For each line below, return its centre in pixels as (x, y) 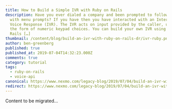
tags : (11, 67)
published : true (23, 48)
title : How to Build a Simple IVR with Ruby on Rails (64, 10)
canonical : (17, 81)
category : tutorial (26, 62)
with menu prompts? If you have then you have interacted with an (82, 19)
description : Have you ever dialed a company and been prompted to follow (87, 15)
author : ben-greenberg (29, 43)
